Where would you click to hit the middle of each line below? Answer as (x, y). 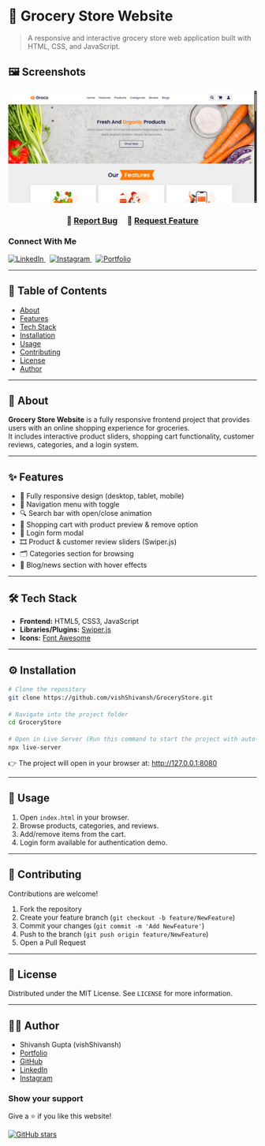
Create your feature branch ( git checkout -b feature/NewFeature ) (127, 917)
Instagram (36, 1078)
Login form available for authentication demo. (93, 842)
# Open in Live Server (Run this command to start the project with (123, 739)
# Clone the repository (47, 689)
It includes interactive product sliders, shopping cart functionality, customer (131, 436)
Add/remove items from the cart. (73, 834)
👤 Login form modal (52, 533)
